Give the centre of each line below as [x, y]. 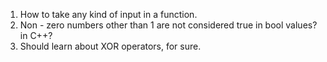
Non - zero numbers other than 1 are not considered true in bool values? [168, 25]
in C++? [36, 35]
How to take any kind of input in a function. [108, 14]
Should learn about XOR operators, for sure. [110, 46]
